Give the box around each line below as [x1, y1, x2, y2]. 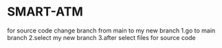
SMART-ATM [7, 4, 84, 20]
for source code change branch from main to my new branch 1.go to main [7, 26, 216, 34]
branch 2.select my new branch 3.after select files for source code [7, 33, 196, 41]
